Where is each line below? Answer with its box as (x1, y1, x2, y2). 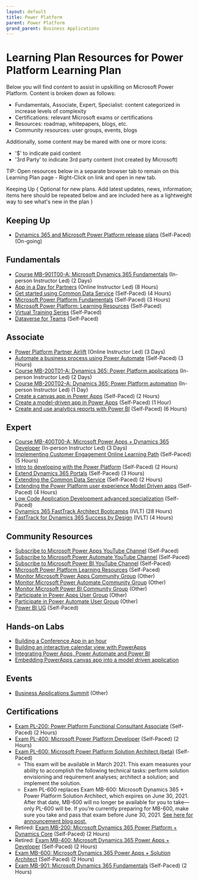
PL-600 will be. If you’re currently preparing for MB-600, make (35, 805, 189, 812)
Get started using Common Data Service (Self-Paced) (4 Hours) (14, 290, 171, 297)
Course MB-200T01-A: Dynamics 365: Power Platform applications (14, 367, 179, 374)
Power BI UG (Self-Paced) (14, 604, 79, 612)
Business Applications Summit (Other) (14, 689, 108, 696)
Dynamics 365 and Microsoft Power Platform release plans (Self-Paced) (14, 231, 191, 238)
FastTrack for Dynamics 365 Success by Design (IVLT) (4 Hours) (14, 514, 173, 522)
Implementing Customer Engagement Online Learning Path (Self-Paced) (14, 451, 192, 458)
